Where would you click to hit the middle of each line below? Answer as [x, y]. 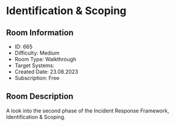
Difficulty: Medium [37, 53]
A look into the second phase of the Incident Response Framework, [88, 111]
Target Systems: [34, 65]
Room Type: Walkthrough [45, 59]
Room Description [40, 96]
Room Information [40, 33]
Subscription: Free [37, 78]
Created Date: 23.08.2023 [46, 72]
